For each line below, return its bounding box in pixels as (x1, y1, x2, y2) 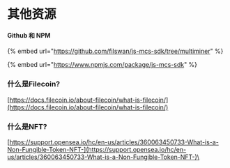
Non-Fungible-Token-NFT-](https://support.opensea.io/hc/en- (7, 145, 187, 153)
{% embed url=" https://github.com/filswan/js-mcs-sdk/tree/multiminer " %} (7, 47, 224, 56)
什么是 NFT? (7, 121, 47, 131)
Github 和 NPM (7, 31, 51, 39)
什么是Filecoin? (7, 79, 61, 89)
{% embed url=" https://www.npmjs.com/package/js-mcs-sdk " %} (7, 61, 197, 69)
